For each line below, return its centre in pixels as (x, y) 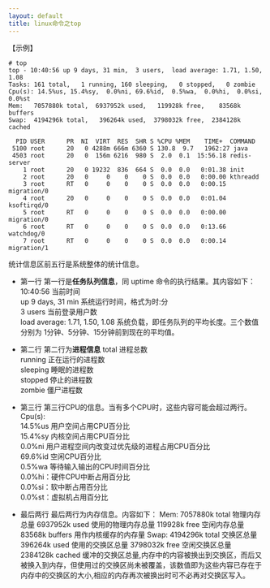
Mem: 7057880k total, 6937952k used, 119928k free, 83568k (125, 106)
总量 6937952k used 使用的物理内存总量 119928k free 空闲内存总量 (132, 524)
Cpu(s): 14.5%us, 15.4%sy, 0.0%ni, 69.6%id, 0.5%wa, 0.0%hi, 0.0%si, (136, 91)
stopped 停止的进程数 (56, 379)
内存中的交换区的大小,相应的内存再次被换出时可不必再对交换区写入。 (135, 575)
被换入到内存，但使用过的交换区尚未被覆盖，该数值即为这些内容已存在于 (141, 564)
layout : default (36, 16)
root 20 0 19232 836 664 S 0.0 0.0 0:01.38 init (137, 170)
